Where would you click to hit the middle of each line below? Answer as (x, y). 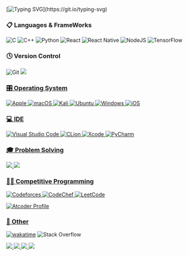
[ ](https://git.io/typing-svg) (57, 9)
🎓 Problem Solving (35, 150)
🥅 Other (17, 221)
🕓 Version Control (33, 56)
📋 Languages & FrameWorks (49, 25)
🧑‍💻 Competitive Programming (50, 181)
